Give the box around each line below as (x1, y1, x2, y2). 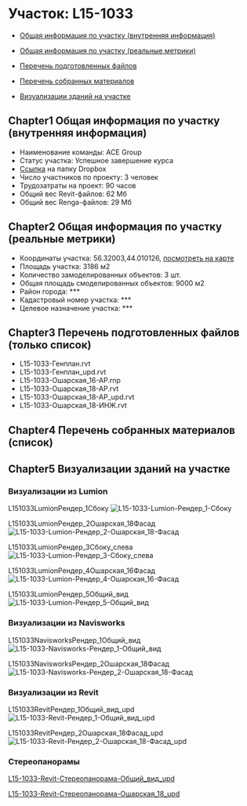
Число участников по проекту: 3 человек (19, 172, 158, 181)
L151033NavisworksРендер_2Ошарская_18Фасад (8, 658, 170, 668)
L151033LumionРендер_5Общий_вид (8, 589, 129, 599)
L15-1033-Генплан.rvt (19, 359, 91, 369)
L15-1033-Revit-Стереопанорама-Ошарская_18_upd (8, 790, 180, 799)
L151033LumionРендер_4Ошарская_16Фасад (8, 566, 155, 575)
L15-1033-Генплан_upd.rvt (19, 367, 107, 377)
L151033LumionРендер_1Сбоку (8, 504, 109, 513)
